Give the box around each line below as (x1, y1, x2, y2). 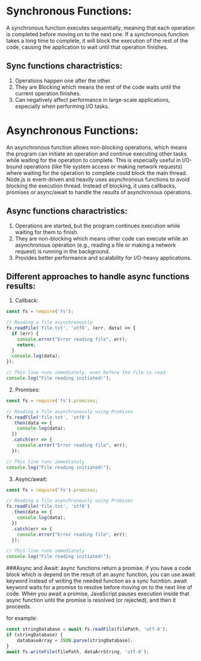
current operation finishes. (14, 89, 81, 97)
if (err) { (11, 330, 39, 337)
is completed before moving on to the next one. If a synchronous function (6, 30, 189, 37)
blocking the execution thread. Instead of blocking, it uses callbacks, (6, 182, 176, 189)
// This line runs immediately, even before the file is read (6, 370, 165, 376)
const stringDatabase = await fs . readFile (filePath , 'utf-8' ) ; (6, 626, 169, 633)
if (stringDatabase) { (6, 632, 63, 638)
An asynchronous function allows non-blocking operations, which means (6, 144, 188, 151)
